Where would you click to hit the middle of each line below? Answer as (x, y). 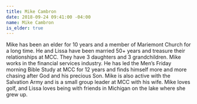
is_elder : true (25, 28)
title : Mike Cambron (32, 11)
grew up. (17, 95)
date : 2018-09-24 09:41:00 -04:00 (49, 17)
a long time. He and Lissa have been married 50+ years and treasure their (96, 51)
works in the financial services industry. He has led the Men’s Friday (89, 63)
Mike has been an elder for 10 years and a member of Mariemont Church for (98, 45)
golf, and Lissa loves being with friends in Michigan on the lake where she (96, 88)
